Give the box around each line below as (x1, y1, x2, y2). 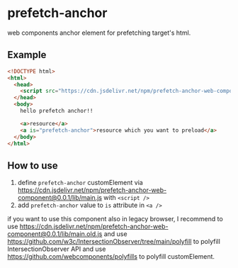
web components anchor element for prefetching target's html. (7, 28, 191, 37)
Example (7, 49, 47, 61)
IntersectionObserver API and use (7, 245, 106, 253)
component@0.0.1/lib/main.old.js (7, 230, 103, 238)
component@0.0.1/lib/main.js (17, 194, 103, 202)
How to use (7, 160, 58, 172)
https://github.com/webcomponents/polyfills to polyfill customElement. (7, 252, 215, 261)
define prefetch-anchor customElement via (17, 179, 143, 187)
